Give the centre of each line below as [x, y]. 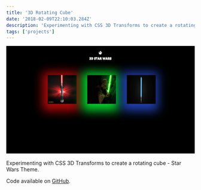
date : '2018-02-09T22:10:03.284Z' [49, 19]
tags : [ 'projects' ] [31, 32]
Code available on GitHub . [38, 181]
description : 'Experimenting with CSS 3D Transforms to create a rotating [101, 25]
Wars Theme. [23, 169]
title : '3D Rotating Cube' [40, 13]
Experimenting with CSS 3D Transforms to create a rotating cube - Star [94, 163]
